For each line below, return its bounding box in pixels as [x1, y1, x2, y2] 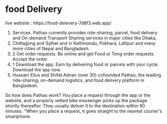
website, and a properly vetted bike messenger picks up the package [5, 97, 148, 103]
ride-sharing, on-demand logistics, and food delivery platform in [12, 77, 145, 83]
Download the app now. [12, 66, 61, 73]
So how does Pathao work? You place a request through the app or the [5, 92, 151, 98]
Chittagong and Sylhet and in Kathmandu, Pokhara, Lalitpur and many [12, 40, 156, 46]
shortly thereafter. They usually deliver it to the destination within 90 [5, 103, 146, 109]
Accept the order [12, 56, 48, 62]
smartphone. [5, 113, 31, 119]
